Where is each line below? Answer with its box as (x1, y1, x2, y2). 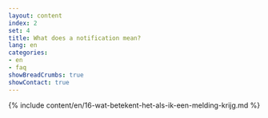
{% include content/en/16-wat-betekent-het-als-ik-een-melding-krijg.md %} (8, 100, 261, 110)
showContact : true (8, 78, 70, 86)
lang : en (8, 41, 38, 49)
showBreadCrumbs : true (8, 71, 84, 79)
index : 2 (8, 19, 38, 27)
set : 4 (8, 26, 30, 34)
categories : (8, 49, 48, 57)
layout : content (8, 11, 62, 20)
